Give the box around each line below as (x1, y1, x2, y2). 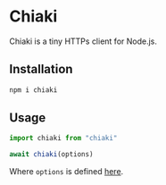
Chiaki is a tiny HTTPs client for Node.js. (9, 36, 158, 46)
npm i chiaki (9, 85, 58, 95)
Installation (9, 62, 73, 77)
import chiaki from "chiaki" (9, 134, 118, 143)
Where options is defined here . (9, 166, 124, 177)
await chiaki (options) (9, 150, 94, 159)
